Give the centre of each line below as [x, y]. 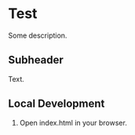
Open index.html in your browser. [73, 122]
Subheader [36, 60]
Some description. [38, 35]
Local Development [57, 104]
